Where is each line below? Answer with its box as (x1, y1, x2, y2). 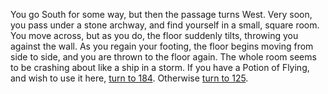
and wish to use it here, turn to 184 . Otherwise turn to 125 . (10, 72, 249, 84)
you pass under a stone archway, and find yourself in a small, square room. (10, 19, 320, 31)
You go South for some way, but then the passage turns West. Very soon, (10, 9, 313, 20)
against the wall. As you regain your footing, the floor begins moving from (10, 40, 314, 52)
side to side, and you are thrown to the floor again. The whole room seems (10, 51, 317, 63)
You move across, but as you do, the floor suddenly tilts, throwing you (10, 30, 299, 41)
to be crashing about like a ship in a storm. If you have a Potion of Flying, (10, 62, 310, 73)
